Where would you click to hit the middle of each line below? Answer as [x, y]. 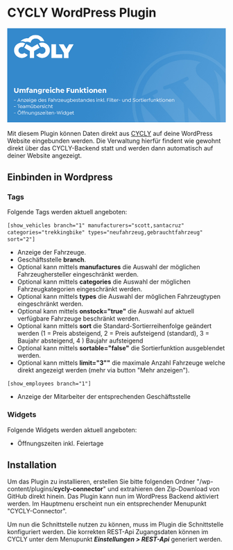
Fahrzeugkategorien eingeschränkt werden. [80, 289]
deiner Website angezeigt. [44, 155]
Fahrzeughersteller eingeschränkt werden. [78, 275]
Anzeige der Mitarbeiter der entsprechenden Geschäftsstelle [104, 397]
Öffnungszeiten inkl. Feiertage [60, 443]
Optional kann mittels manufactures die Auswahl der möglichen [109, 267]
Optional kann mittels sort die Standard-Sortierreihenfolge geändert [114, 326]
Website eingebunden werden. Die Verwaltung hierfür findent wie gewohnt [114, 141]
